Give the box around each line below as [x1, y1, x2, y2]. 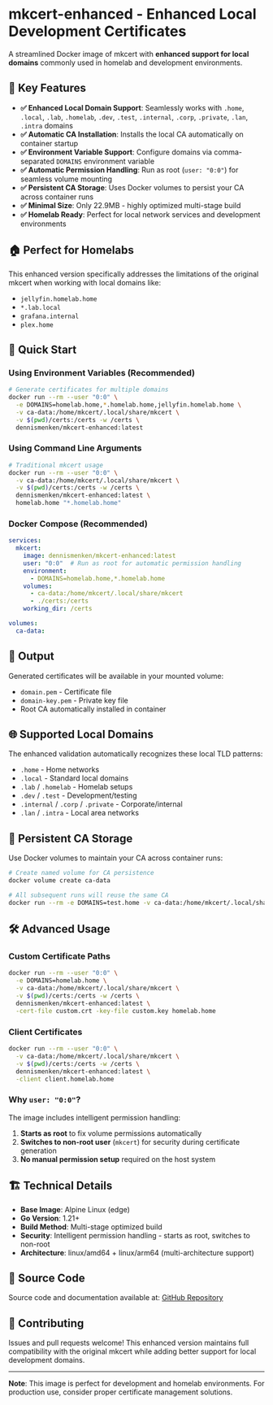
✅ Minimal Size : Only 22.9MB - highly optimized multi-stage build [19, 200, 241, 210]
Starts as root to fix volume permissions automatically [19, 1128, 202, 1138]
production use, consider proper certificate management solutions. [8, 1387, 233, 1397]
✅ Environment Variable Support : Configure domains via [19, 147, 213, 157]
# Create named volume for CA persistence [8, 869, 154, 877]
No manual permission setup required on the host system [19, 1154, 216, 1164]
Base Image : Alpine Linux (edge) [19, 1204, 130, 1214]
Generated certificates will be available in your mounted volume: [8, 671, 224, 681]
